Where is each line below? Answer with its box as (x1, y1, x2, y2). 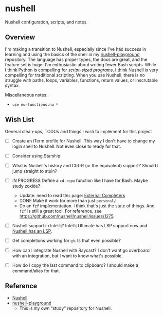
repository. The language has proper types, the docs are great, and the (5, 57, 147, 62)
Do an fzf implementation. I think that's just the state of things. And (19, 203, 155, 209)
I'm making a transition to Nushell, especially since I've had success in (5, 46, 146, 52)
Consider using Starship (12, 153, 61, 158)
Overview (5, 33, 36, 41)
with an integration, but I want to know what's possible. (12, 253, 123, 258)
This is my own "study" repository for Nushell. (19, 305, 112, 311)
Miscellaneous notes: (5, 92, 48, 98)
